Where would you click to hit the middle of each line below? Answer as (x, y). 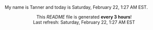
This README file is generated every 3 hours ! (84, 17)
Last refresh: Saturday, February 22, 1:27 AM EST (84, 22)
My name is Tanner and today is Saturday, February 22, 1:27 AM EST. (76, 7)
